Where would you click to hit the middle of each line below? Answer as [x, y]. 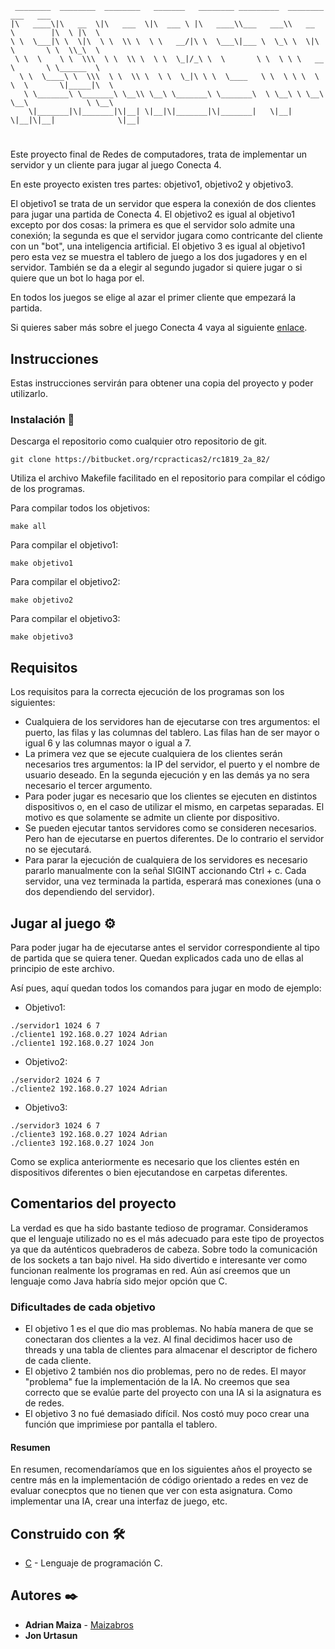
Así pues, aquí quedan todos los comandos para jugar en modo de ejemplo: [166, 988]
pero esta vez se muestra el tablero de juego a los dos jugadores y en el [159, 257]
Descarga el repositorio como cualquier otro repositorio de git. [139, 441]
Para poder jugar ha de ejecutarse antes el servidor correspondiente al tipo [165, 947]
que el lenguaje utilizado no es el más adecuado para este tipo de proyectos [167, 1238]
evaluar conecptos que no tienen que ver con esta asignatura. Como [151, 1491]
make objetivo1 [42, 563]
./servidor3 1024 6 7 [55, 1125]
